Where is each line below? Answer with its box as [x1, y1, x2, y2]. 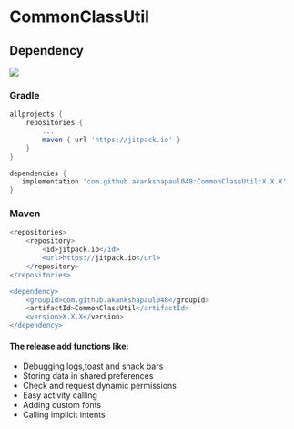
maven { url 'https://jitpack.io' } [42, 135, 181, 144]
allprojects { [9, 110, 64, 120]
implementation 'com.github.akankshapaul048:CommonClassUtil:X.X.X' [21, 177, 287, 186]
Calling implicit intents [22, 409, 106, 421]
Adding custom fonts [22, 400, 102, 411]
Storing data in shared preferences [22, 371, 154, 382]
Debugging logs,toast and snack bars [22, 361, 164, 371]
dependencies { [9, 169, 67, 178]
